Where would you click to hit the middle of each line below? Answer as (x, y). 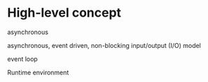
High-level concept (64, 13)
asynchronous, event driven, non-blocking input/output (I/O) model (104, 45)
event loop (23, 59)
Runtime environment (38, 72)
